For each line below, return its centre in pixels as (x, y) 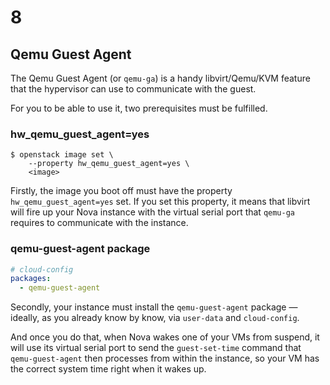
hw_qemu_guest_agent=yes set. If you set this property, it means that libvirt (160, 202)
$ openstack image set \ (62, 155)
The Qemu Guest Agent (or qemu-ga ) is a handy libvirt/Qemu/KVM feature (160, 78)
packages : (31, 279)
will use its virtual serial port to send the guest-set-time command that (156, 348)
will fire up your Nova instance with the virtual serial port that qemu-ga (153, 212)
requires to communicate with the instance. (99, 223)
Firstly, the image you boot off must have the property (121, 191)
